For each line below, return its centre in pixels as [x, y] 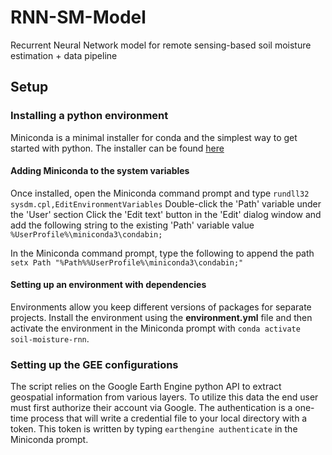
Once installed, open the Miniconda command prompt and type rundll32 [160, 193]
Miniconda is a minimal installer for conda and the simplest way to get [154, 137]
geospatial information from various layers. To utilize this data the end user [164, 397]
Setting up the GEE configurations [94, 364]
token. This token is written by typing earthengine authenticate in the [154, 429]
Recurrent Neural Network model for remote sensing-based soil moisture [161, 45]
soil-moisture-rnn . [50, 339]
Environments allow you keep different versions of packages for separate [161, 307]
